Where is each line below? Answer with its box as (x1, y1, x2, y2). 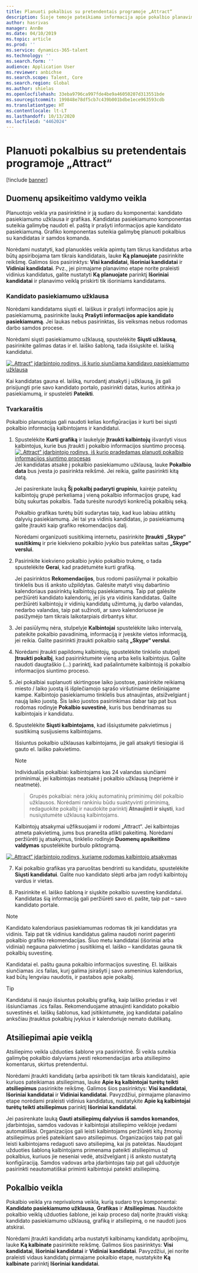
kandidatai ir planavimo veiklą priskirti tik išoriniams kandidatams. (6, 277, 167, 284)
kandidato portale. (14, 901, 60, 908)
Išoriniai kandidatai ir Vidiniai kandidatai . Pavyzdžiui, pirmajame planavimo (6, 1091, 191, 1098)
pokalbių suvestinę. (6, 949, 54, 956)
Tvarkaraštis (6, 405, 43, 413)
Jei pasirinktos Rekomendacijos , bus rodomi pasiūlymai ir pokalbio (14, 575, 178, 582)
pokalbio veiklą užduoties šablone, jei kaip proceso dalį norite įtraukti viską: (6, 1211, 189, 1218)
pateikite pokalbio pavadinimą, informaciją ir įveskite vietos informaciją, (14, 631, 188, 638)
